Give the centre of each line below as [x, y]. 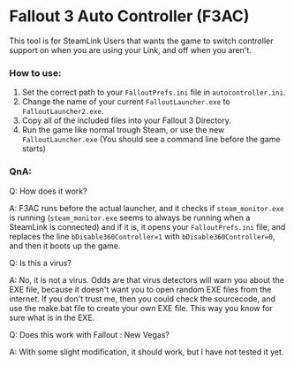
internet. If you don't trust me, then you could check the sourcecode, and [143, 299]
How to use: [35, 72]
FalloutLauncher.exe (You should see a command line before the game [151, 140]
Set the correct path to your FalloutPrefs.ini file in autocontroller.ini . [154, 92]
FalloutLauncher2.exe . [63, 111]
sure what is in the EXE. [52, 317]
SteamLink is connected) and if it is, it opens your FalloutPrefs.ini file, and [147, 226]
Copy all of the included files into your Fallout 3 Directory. [127, 120]
